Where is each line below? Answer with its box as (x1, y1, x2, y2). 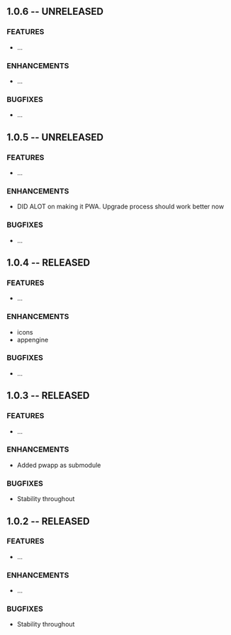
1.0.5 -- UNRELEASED (6, 131, 104, 143)
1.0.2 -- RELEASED (6, 515, 90, 527)
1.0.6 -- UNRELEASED (6, 6, 104, 18)
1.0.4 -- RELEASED (6, 257, 91, 269)
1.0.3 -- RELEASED (6, 390, 90, 402)
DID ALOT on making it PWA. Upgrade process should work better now (16, 202, 225, 211)
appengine (16, 335, 49, 344)
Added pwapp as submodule (16, 461, 101, 469)
